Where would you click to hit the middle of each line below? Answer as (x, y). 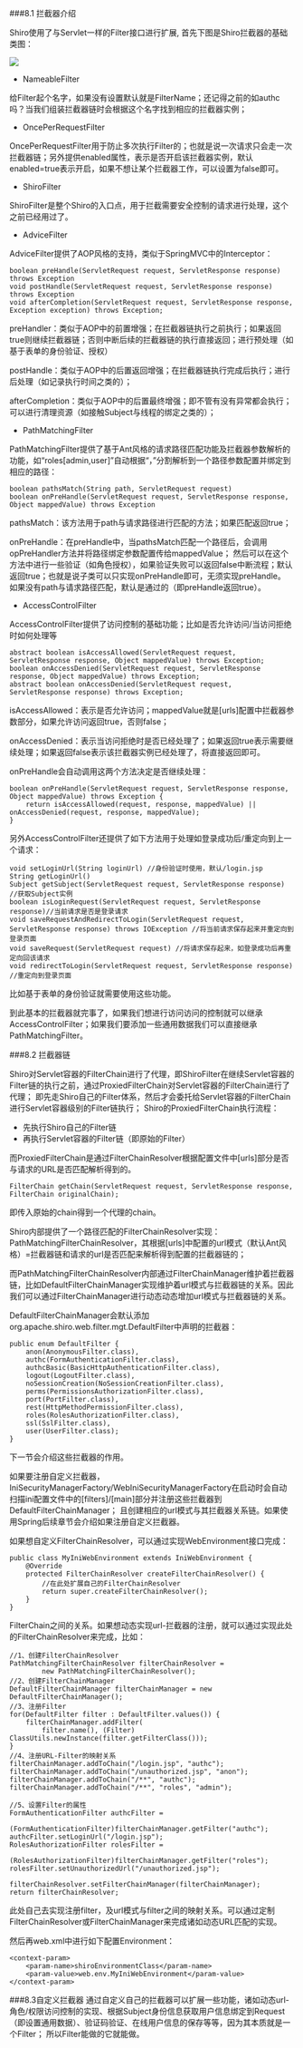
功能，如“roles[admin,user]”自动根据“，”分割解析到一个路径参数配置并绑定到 (150, 460)
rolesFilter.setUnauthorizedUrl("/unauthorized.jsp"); (115, 1868)
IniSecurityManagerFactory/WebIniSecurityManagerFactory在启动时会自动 (148, 1488)
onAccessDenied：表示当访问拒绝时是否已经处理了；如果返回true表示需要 (148, 741)
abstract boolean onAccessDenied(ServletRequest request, (121, 684)
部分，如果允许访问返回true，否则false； (93, 722)
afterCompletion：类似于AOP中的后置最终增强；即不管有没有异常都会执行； (151, 401)
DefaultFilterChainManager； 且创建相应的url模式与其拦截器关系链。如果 (145, 1510)
